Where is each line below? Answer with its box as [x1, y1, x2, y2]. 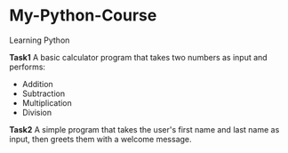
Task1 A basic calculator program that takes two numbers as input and [9, 52, 268, 62]
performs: [9, 61, 46, 72]
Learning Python [9, 35, 70, 45]
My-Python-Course [9, 5, 157, 26]
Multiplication [21, 97, 73, 108]
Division [21, 107, 52, 117]
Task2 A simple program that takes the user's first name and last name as [9, 124, 280, 134]
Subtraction [21, 88, 65, 99]
